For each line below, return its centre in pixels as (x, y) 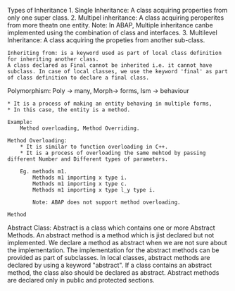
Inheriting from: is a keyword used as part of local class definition (114, 53)
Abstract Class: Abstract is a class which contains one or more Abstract (111, 228)
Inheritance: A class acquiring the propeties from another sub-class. (106, 40)
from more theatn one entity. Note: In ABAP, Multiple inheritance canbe (110, 25)
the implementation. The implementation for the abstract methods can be (113, 250)
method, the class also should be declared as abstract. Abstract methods (113, 273)
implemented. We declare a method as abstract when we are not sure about (117, 243)
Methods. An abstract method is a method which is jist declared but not (111, 235)
